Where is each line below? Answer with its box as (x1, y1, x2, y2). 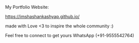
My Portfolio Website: (5, 4, 49, 10)
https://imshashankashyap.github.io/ (5, 14, 80, 19)
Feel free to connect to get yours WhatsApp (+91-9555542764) (5, 33, 135, 38)
